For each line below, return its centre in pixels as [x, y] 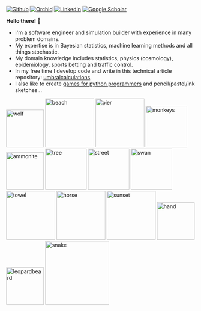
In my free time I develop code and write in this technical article [93, 71]
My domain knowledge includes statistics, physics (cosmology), [94, 58]
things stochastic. [37, 52]
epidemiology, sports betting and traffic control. [74, 64]
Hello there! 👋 [24, 21]
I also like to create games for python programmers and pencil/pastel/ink [105, 84]
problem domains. [37, 39]
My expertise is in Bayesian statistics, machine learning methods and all [104, 45]
